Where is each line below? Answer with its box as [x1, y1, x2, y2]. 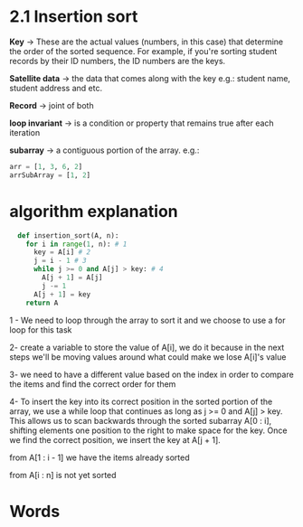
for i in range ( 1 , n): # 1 [25, 240, 128, 249]
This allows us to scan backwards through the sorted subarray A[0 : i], [9, 415, 272, 426]
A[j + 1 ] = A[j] [42, 273, 103, 282]
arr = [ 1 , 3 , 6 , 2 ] [9, 162, 83, 171]
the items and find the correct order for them [9, 378, 176, 390]
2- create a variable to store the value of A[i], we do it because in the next [9, 342, 285, 353]
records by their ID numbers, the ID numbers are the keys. [9, 55, 226, 66]
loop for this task [9, 324, 72, 335]
